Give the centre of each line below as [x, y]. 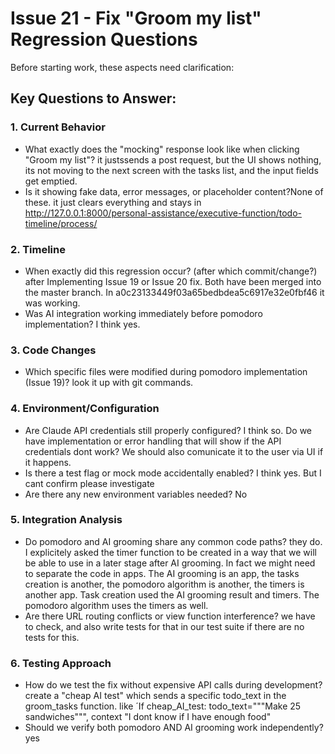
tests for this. [52, 637]
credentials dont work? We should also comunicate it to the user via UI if [174, 451]
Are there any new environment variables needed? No [136, 494]
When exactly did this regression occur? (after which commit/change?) [171, 271]
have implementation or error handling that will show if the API [153, 441]
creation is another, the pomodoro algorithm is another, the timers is [164, 584]
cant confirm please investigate [89, 483]
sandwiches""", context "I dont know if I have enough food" [148, 717]
